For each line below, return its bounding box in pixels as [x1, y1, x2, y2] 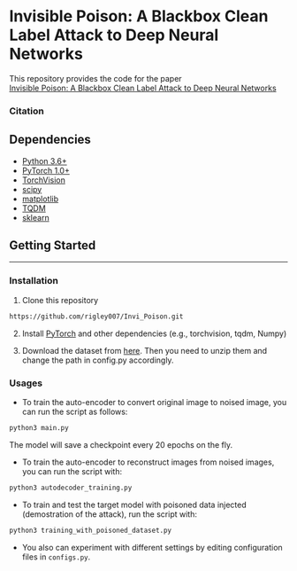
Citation [9, 105, 44, 117]
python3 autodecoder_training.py [9, 483, 133, 492]
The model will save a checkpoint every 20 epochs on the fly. [9, 439, 232, 450]
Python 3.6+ [21, 155, 68, 166]
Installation [9, 275, 59, 287]
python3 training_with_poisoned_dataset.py [9, 526, 172, 535]
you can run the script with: [21, 465, 122, 476]
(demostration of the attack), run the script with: [21, 508, 197, 520]
